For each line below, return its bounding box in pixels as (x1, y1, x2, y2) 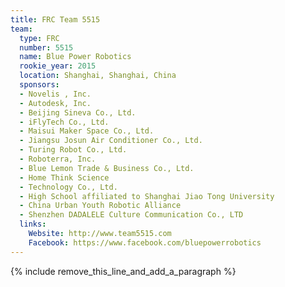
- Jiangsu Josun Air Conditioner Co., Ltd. (19, 136, 203, 146)
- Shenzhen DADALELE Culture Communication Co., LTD (19, 210, 244, 220)
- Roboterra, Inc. (19, 154, 97, 164)
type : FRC (19, 33, 60, 43)
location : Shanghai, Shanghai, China (19, 71, 177, 81)
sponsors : (19, 80, 60, 90)
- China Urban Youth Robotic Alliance (19, 201, 182, 211)
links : (19, 219, 47, 230)
